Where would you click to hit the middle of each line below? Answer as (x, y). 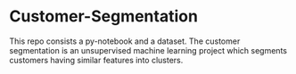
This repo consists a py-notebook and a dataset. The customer (125, 41)
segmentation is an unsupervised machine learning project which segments (148, 50)
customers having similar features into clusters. (96, 60)
